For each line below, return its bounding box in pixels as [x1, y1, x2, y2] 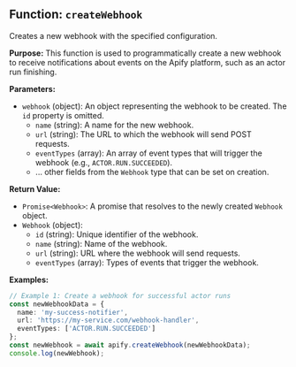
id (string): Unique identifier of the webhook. [34, 229, 199, 240]
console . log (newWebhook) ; [9, 348, 104, 357]
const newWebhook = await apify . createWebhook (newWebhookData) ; [9, 340, 251, 350]
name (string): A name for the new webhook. [34, 119, 194, 130]
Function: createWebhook [9, 7, 143, 22]
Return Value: [9, 183, 61, 194]
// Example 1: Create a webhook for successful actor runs [9, 291, 231, 300]
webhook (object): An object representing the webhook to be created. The [21, 101, 287, 111]
